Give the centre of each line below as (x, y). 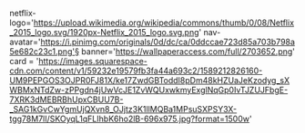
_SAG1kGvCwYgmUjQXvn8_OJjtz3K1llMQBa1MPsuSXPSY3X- (123, 109)
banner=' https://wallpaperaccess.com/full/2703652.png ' (188, 52)
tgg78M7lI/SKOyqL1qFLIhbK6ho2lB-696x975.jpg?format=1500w (130, 119)
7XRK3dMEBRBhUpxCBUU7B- (66, 100)
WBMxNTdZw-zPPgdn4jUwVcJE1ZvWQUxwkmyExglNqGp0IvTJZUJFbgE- (149, 90)
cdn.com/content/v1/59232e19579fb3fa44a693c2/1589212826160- (136, 71)
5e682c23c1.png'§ (45, 52)
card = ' (24, 61)
